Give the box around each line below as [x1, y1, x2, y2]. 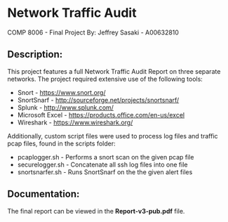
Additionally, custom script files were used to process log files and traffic [7, 131, 219, 140]
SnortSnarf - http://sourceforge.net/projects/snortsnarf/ [17, 96, 180, 104]
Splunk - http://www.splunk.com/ [17, 103, 114, 112]
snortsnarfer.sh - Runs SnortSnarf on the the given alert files [17, 167, 193, 176]
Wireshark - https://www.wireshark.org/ [17, 118, 133, 126]
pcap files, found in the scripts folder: [7, 139, 116, 148]
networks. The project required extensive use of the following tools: [7, 74, 203, 83]
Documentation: [7, 188, 80, 200]
